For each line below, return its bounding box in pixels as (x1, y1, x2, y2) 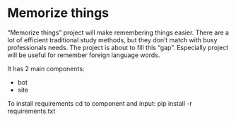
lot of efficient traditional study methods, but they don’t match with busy (7, 35, 218, 44)
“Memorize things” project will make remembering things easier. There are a (7, 28, 230, 37)
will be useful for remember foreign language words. (7, 51, 160, 59)
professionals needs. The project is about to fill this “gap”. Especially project (7, 43, 228, 51)
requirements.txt (7, 106, 56, 115)
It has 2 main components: (7, 64, 85, 73)
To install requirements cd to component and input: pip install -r (7, 99, 192, 107)
